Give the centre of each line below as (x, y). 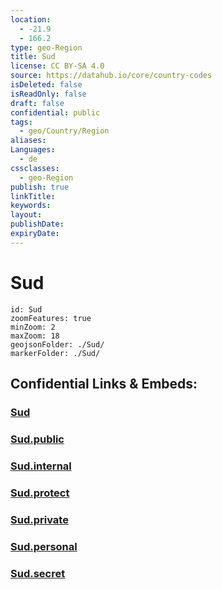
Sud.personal (44, 546)
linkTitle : (33, 196)
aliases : (28, 141)
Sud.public (37, 439)
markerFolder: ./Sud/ (55, 353)
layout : (26, 215)
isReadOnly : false (48, 94)
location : (31, 19)
